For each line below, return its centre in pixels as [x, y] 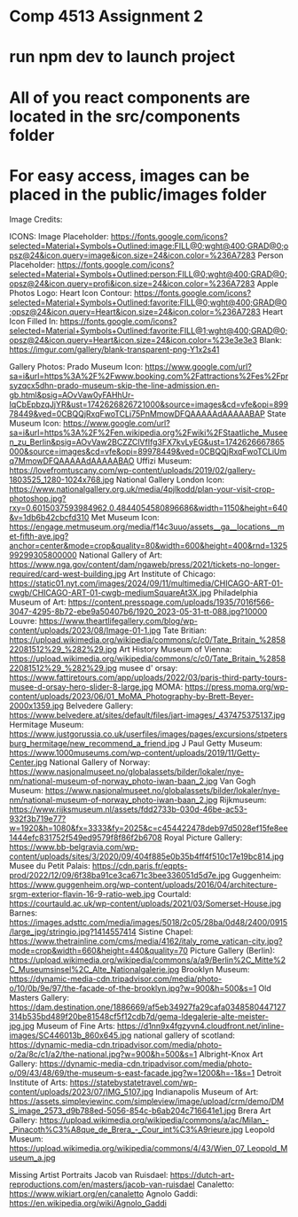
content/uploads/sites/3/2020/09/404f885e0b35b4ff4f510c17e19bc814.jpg [147, 856]
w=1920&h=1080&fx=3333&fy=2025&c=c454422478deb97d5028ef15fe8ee [149, 828]
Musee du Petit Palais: [50, 865]
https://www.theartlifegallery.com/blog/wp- [118, 620]
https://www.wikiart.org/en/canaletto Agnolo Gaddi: [103, 1193]
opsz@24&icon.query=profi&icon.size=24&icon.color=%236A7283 [132, 283]
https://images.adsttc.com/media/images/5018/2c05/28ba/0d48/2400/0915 [149, 922]
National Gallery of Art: [120, 555]
